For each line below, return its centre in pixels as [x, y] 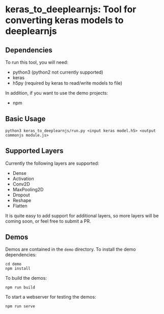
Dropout [21, 195]
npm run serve [20, 306]
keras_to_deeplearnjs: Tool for [71, 9]
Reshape [22, 200]
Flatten [20, 206]
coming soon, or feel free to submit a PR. [48, 221]
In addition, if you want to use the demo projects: [57, 93]
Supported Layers [34, 151]
